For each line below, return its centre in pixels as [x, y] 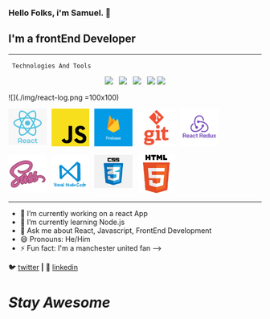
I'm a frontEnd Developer [72, 39]
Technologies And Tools [51, 66]
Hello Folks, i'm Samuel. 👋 [59, 13]
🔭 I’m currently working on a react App [84, 213]
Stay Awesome [59, 303]
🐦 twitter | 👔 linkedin [43, 267]
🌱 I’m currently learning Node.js [72, 222]
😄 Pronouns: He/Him [55, 239]
